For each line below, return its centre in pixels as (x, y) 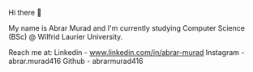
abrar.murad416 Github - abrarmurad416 (76, 61)
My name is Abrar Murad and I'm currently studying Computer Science (127, 28)
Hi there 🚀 (25, 13)
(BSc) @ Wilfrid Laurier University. (66, 37)
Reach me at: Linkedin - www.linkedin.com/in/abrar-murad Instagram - (126, 52)
